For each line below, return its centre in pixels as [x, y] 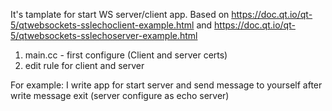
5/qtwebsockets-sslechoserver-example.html [104, 35]
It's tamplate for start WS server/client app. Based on [120, 14]
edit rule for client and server [84, 65]
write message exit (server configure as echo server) [120, 95]
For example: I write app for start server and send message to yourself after [166, 85]
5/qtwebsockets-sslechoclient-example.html [102, 25]
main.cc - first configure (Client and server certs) [126, 55]
